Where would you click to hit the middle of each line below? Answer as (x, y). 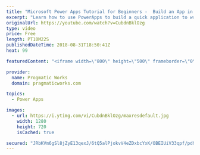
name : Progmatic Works (40, 77)
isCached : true (36, 132)
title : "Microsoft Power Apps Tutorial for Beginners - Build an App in (100, 12)
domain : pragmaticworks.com (46, 83)
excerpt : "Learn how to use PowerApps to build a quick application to (97, 17)
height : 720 (32, 127)
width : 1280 (32, 121)
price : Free (21, 34)
